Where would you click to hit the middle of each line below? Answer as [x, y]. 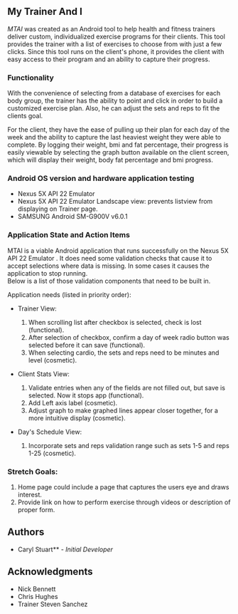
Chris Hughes [38, 596]
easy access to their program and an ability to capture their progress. [109, 59]
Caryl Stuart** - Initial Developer [65, 549]
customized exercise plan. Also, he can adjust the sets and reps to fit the [114, 108]
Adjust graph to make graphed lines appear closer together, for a [123, 410]
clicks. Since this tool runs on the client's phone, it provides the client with [116, 51]
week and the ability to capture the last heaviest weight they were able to [114, 137]
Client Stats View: [43, 374]
